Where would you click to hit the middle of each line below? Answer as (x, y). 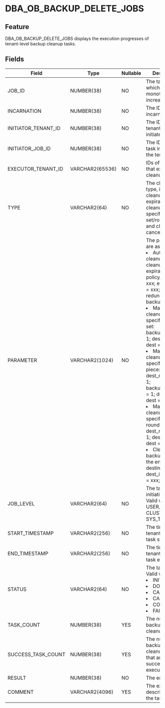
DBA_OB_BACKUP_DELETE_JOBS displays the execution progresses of (77, 38)
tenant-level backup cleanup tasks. (41, 44)
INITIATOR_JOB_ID (29, 148)
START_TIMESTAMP (31, 533)
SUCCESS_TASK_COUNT (36, 654)
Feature (17, 27)
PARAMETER (22, 360)
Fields (15, 59)
